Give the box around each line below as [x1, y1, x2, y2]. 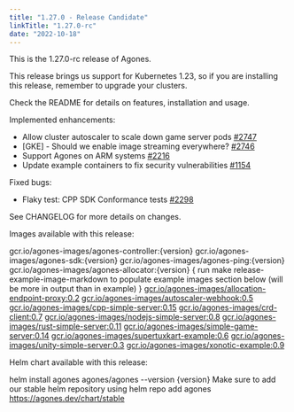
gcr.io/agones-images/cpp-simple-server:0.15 [9, 302, 177, 313]
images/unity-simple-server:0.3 [9, 340, 125, 351]
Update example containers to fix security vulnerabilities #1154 [21, 160, 251, 171]
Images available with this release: [9, 229, 135, 239]
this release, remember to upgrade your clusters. [9, 81, 188, 91]
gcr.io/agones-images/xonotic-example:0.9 [126, 340, 285, 351]
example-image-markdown [9, 274, 109, 284]
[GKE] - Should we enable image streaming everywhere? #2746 [21, 141, 255, 152]
